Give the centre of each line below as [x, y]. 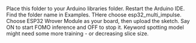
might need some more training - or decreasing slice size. [77, 34]
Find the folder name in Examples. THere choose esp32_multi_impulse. [94, 15]
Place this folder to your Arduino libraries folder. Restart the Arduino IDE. [96, 9]
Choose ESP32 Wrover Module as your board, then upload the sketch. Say [98, 21]
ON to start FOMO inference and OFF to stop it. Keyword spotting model [95, 27]
